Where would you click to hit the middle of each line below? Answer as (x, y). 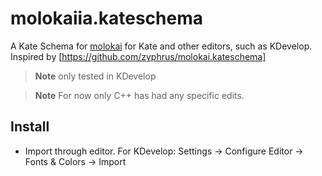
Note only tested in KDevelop (95, 76)
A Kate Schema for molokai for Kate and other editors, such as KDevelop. (161, 46)
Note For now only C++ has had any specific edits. (139, 95)
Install (30, 127)
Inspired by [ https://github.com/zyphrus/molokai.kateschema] (138, 56)
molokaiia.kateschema (106, 18)
